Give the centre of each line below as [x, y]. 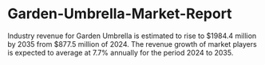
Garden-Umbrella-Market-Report [120, 14]
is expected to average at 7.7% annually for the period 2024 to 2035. [121, 52]
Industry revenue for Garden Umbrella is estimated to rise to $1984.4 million [132, 36]
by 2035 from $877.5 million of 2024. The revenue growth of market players [132, 44]
